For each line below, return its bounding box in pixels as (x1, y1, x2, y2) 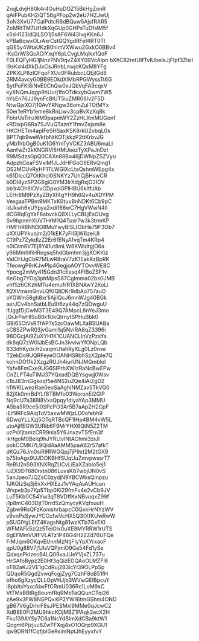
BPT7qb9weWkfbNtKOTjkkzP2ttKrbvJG (6, 134, 104, 141)
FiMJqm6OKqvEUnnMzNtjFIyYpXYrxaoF (6, 538, 107, 545)
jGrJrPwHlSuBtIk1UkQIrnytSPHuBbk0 (6, 314, 98, 320)
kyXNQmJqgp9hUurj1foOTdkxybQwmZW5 (6, 89, 112, 95)
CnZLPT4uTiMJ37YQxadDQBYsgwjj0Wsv (6, 371, 110, 378)
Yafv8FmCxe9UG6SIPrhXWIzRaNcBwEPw (6, 365, 112, 372)
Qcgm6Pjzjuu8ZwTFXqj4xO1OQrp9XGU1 (6, 622, 107, 628)
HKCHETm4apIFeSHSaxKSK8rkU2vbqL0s (6, 127, 110, 134)
